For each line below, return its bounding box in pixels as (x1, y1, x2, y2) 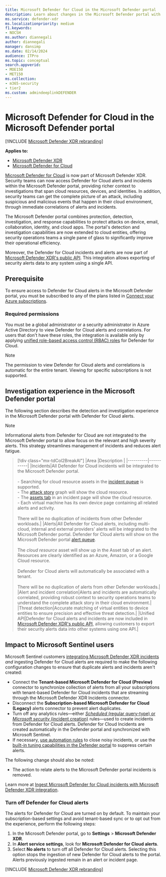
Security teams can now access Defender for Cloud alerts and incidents (5, 178, 152, 184)
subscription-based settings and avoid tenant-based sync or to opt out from (5, 816, 161, 822)
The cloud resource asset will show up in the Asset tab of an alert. (17, 547, 153, 553)
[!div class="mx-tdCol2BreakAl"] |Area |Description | (17, 458, 125, 464)
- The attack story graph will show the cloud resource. (17, 489, 128, 495)
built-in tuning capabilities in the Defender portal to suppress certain (12, 742, 152, 748)
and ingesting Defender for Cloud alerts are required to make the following (5, 659, 158, 665)
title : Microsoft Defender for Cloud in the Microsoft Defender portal (5, 7, 156, 12)
